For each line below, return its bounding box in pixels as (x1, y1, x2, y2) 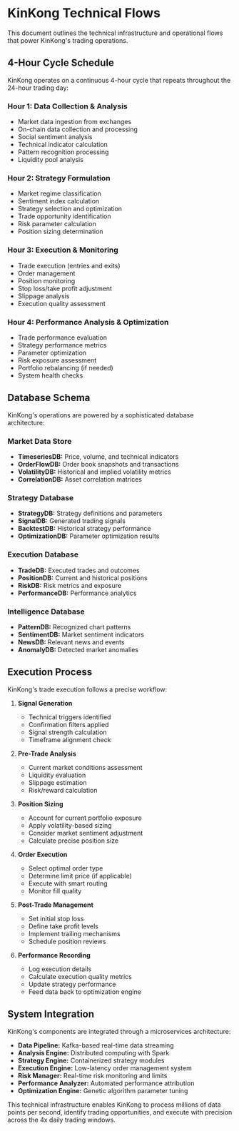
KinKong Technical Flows (7, 5, 161, 21)
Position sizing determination (17, 227, 103, 236)
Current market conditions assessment (28, 763, 143, 771)
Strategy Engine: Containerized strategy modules (17, 1056, 165, 1065)
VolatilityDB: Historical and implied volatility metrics (17, 467, 171, 476)
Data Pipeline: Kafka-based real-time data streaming (17, 1040, 174, 1050)
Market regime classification (17, 189, 102, 198)
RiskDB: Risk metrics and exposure (17, 581, 122, 589)
